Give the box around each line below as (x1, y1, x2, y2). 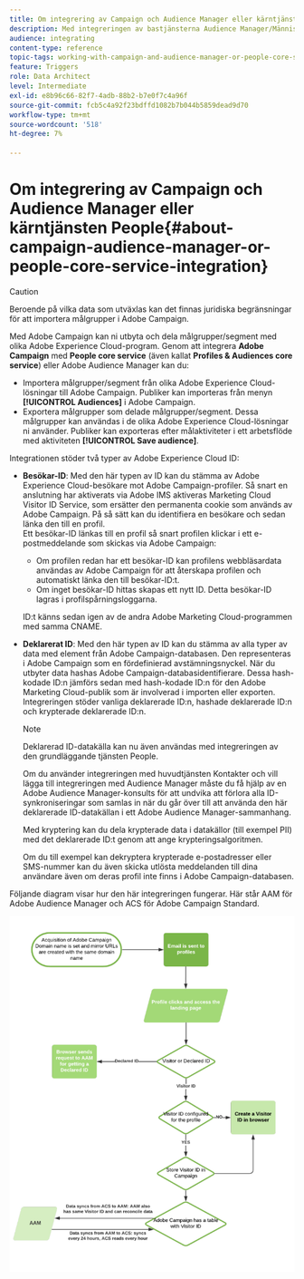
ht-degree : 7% (9, 130, 63, 139)
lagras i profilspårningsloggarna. (35, 594, 158, 605)
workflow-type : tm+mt (9, 110, 91, 120)
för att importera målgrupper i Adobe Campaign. (9, 313, 190, 324)
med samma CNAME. (22, 621, 102, 632)
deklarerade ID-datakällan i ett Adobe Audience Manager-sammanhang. (22, 807, 291, 818)
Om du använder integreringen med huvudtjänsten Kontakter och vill (22, 768, 279, 779)
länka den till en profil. (22, 518, 106, 529)
